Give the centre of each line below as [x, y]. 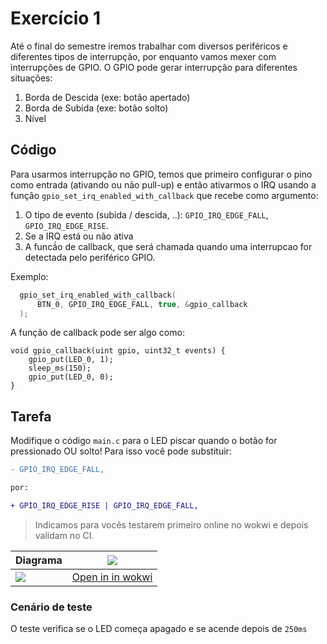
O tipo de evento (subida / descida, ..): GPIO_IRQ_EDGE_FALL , [146, 214]
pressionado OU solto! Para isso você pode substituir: [121, 451]
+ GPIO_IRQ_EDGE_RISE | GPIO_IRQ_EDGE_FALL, [104, 505]
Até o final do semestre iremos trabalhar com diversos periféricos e [149, 46]
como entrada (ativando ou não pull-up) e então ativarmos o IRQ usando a [163, 184]
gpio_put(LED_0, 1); [71, 360]
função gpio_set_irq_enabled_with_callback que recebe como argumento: [164, 195]
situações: [31, 78]
